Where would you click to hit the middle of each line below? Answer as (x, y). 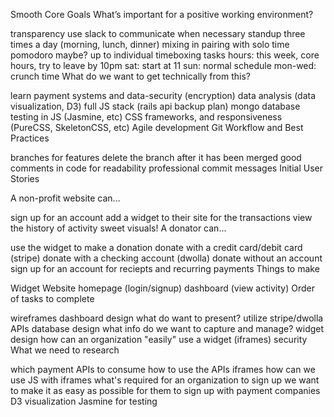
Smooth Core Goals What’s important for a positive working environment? (162, 14)
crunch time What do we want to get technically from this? (130, 76)
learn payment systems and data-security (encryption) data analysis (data (163, 95)
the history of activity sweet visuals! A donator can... (118, 228)
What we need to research (65, 350)
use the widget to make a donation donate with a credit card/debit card (156, 247)
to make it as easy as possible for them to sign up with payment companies (165, 390)
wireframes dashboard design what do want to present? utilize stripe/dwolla (167, 318)
